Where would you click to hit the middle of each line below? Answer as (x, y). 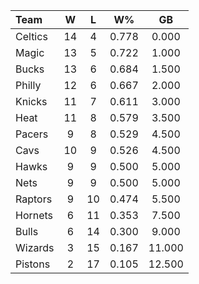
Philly (28, 85)
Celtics (31, 36)
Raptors (34, 199)
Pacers (32, 134)
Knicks (31, 101)
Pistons (33, 264)
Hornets (34, 215)
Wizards (35, 247)
